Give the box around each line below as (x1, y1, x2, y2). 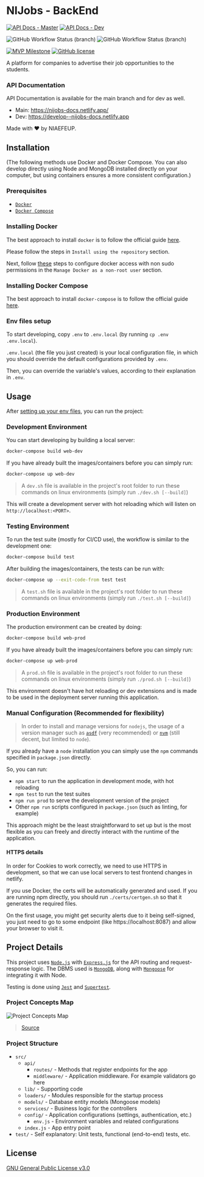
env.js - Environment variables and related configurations (33, 1118, 179, 1125)
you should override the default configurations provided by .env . (6, 356, 169, 363)
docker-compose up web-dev (6, 471, 75, 477)
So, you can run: (6, 765, 47, 773)
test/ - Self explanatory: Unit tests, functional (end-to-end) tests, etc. (15, 1131, 191, 1138)
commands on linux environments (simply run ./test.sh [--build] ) (21, 594, 191, 602)
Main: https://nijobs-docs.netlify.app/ (15, 107, 109, 114)
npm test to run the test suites (15, 790, 91, 798)
